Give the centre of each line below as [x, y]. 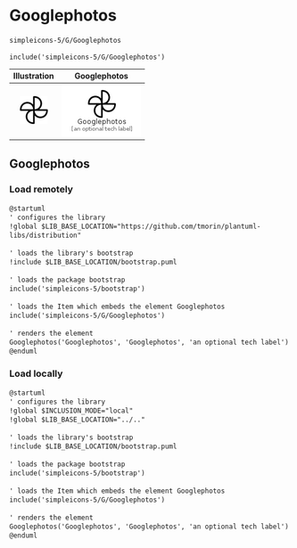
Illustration [34, 76]
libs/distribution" [45, 235]
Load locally [36, 373]
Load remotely [41, 189]
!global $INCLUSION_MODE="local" [71, 411]
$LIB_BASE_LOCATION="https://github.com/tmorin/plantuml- [151, 226]
